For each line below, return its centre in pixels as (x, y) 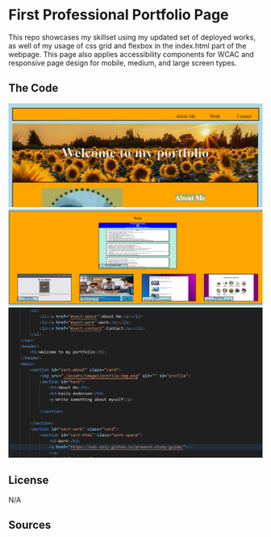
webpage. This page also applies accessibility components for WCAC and (131, 54)
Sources (30, 525)
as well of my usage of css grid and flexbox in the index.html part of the (127, 45)
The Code (33, 88)
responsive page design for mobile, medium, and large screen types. (123, 63)
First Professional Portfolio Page (119, 15)
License (29, 480)
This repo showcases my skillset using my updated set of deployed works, (132, 37)
